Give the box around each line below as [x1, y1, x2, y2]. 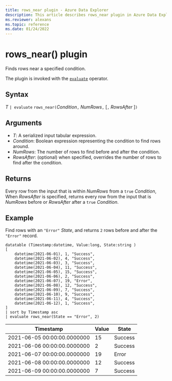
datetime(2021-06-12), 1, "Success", [14, 301, 95, 306]
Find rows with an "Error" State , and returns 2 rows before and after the [5, 227, 158, 234]
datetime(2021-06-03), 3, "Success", [14, 261, 95, 266]
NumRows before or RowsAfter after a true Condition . [5, 199, 119, 205]
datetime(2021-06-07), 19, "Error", [14, 279, 93, 284]
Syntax [5, 90, 29, 99]
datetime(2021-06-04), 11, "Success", [14, 265, 97, 270]
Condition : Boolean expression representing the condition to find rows [12, 138, 161, 144]
